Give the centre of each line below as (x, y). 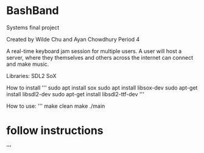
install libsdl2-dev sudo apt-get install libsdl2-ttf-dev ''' (76, 94)
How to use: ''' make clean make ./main (56, 106)
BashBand (33, 11)
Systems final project (33, 27)
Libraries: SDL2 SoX (31, 76)
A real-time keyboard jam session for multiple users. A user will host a (94, 51)
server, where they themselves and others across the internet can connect (100, 57)
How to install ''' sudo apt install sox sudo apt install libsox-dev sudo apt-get (102, 87)
